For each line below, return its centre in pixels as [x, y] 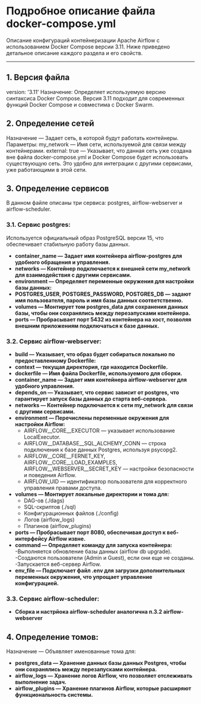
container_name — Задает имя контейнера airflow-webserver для [101, 380]
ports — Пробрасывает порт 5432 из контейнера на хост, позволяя [103, 319]
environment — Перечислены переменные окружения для [92, 418]
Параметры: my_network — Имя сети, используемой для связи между [96, 144]
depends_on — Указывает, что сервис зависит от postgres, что [97, 392]
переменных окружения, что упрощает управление [83, 576]
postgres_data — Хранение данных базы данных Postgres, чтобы [100, 663]
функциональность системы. [54, 695]
